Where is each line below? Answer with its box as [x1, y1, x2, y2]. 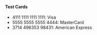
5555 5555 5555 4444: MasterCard [12, 20, 84, 25]
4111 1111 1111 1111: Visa [12, 14, 56, 20]
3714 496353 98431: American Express [12, 24, 92, 31]
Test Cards [5, 4, 28, 10]
